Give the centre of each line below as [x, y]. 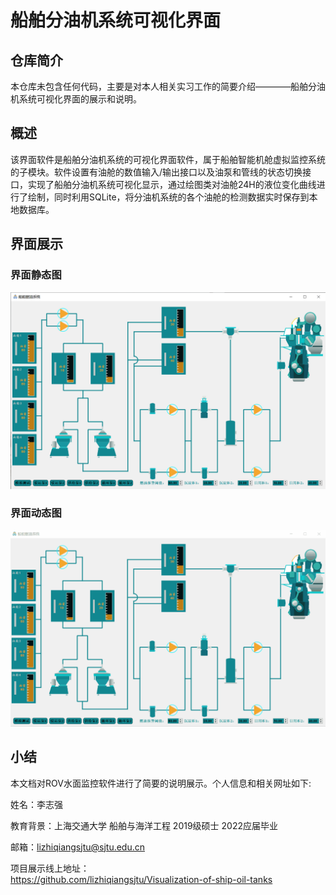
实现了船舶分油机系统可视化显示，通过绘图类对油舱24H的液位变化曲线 [172, 184]
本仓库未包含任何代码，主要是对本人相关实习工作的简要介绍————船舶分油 [168, 86]
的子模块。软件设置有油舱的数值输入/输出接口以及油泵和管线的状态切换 [156, 172]
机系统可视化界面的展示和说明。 [76, 99]
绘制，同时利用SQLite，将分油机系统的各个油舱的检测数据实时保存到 [168, 197]
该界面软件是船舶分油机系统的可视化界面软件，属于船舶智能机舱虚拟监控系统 [168, 159]
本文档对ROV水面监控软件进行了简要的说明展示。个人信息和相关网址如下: [161, 783]
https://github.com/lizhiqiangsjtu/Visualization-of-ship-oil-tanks [141, 879]
